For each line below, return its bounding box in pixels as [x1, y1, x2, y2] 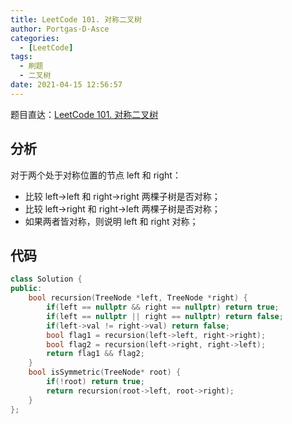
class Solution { [10, 274, 83, 285]
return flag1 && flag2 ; [46, 349, 145, 359]
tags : [10, 52, 33, 62]
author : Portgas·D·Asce [10, 24, 110, 34]
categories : [10, 33, 60, 43]
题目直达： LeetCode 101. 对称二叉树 [10, 108, 159, 120]
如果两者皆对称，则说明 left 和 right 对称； [24, 215, 199, 227]
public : [10, 284, 43, 294]
